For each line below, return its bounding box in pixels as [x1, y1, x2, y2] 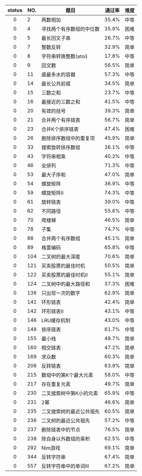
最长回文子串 [41, 35, 71, 41]
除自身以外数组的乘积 [41, 436, 91, 442]
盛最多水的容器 [41, 71, 76, 78]
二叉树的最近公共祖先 [41, 417, 91, 424]
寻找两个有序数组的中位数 [41, 26, 100, 32]
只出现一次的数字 [41, 290, 81, 296]
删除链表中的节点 [41, 426, 81, 433]
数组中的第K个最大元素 [41, 372, 94, 378]
